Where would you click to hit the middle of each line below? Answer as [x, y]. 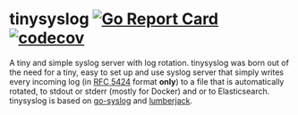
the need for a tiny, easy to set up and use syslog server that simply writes [147, 72]
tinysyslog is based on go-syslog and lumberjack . [101, 100]
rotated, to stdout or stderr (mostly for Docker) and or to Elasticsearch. [140, 91]
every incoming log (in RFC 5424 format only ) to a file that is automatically [147, 81]
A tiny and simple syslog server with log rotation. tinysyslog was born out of [149, 62]
